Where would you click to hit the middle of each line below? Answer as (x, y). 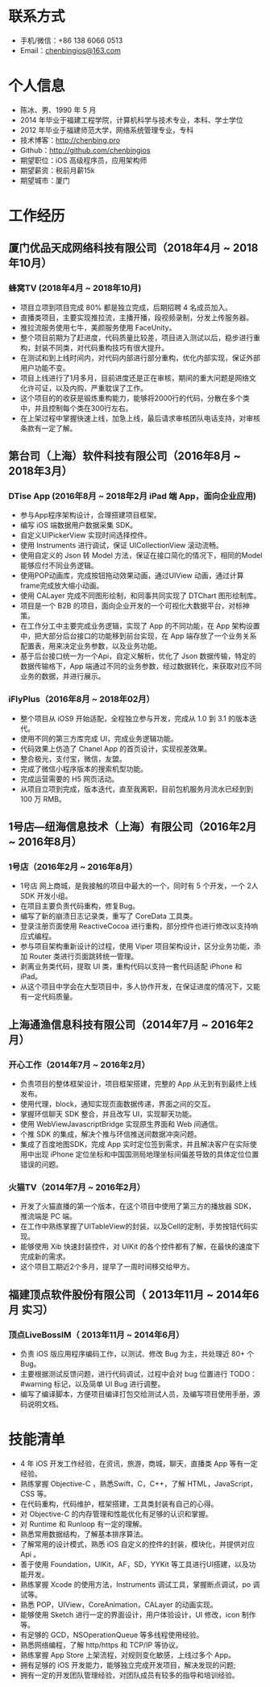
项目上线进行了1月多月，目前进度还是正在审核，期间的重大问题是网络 (135, 378)
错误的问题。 (41, 1165)
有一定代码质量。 (48, 997)
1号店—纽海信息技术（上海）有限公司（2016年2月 (133, 827)
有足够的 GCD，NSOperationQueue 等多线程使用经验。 (112, 1635)
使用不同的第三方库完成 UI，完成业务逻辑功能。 (99, 738)
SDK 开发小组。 (46, 896)
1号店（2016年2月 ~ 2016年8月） (73, 867)
